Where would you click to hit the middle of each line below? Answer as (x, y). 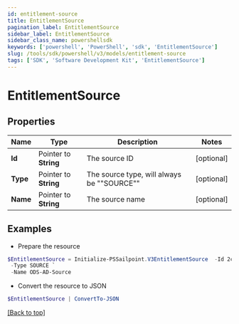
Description (137, 142)
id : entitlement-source (43, 14)
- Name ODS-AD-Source (41, 272)
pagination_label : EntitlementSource (63, 27)
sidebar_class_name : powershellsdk (60, 41)
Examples (30, 229)
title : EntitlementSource (46, 21)
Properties (31, 122)
